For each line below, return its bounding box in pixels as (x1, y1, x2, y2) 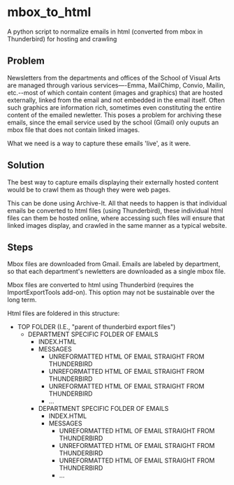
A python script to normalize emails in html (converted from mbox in (7, 27, 203, 36)
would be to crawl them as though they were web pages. (7, 185, 171, 194)
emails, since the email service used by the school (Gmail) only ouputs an (7, 118, 219, 126)
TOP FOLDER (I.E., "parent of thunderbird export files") (17, 323, 176, 331)
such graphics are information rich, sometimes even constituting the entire (7, 103, 222, 112)
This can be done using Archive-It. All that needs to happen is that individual (7, 198, 227, 207)
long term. (7, 296, 37, 304)
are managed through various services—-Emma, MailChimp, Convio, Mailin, (7, 81, 226, 89)
